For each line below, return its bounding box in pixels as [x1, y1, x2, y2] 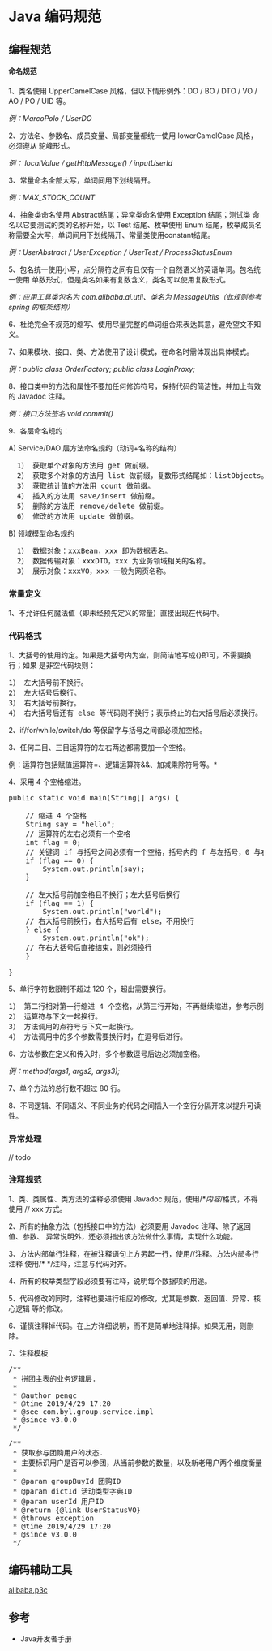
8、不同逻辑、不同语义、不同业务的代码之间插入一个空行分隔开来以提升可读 [8, 1101, 261, 1110]
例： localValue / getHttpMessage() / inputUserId [8, 157, 173, 167]
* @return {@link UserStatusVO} [12, 1505, 142, 1515]
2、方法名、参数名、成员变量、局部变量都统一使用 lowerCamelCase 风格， [8, 131, 258, 140]
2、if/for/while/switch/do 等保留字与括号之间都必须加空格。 [8, 726, 207, 735]
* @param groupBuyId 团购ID [12, 1476, 121, 1485]
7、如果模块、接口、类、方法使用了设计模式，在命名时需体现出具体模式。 [8, 347, 253, 356]
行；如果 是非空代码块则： [8, 661, 96, 670]
